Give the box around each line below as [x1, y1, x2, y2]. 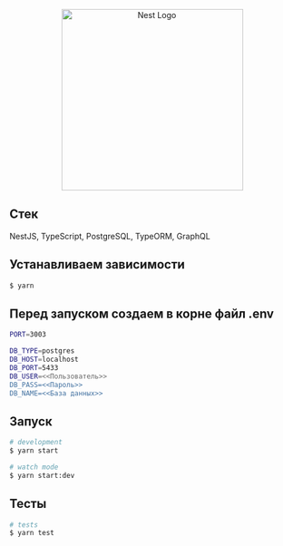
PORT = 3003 [9, 330, 47, 339]
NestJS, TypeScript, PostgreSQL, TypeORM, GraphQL [9, 230, 210, 241]
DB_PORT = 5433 [9, 363, 59, 372]
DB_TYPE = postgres [9, 346, 75, 356]
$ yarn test [9, 529, 54, 538]
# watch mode [9, 463, 59, 472]
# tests [9, 520, 39, 530]
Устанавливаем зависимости [9, 257, 186, 272]
